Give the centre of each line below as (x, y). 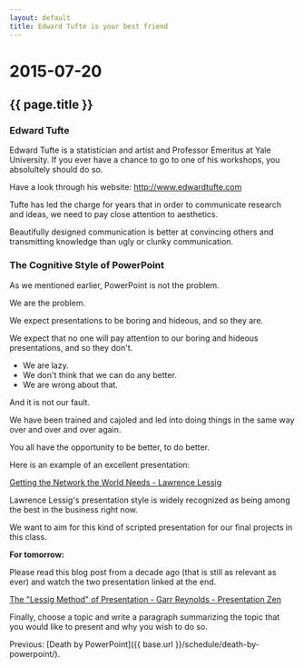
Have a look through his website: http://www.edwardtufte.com (126, 187)
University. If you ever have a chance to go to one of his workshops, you (145, 160)
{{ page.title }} (51, 105)
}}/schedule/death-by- (218, 644)
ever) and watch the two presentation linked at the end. (113, 582)
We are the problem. (48, 303)
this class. (28, 536)
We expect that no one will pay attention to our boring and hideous (134, 338)
